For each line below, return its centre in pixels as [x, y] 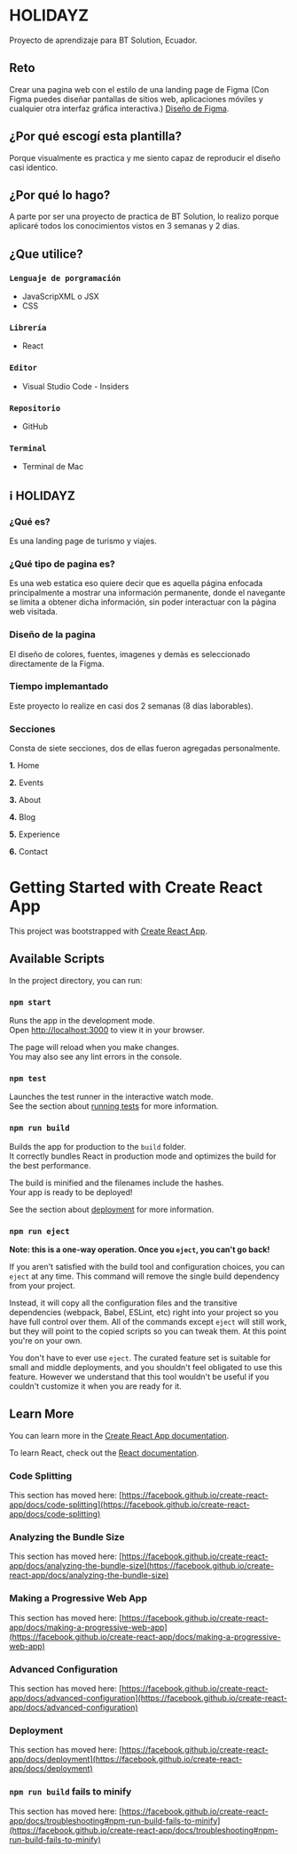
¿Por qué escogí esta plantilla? [95, 136]
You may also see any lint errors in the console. [95, 1057]
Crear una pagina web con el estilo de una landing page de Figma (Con [139, 89]
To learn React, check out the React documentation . [104, 1453]
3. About [25, 800]
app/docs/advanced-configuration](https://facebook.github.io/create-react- [148, 1698]
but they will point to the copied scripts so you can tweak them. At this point [148, 1331]
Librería [28, 327]
